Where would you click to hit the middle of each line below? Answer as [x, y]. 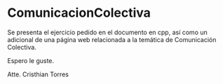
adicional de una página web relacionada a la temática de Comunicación [112, 39]
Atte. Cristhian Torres [38, 74]
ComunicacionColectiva [79, 13]
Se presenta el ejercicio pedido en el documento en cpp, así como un [108, 32]
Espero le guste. [31, 60]
